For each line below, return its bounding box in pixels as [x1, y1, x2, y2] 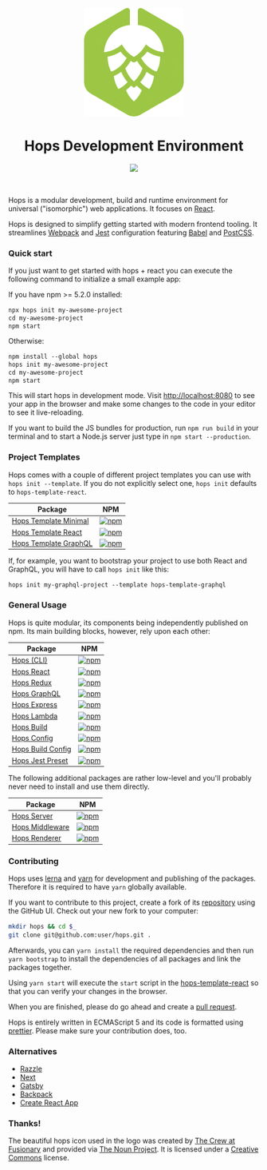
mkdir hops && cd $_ [8, 923, 77, 931]
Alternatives [8, 1045, 57, 1057]
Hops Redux [11, 678, 52, 687]
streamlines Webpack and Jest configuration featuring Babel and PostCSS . [8, 228, 255, 237]
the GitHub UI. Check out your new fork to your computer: [8, 906, 199, 916]
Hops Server [11, 811, 53, 821]
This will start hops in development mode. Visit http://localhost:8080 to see [8, 391, 255, 400]
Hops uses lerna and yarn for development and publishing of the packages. [8, 874, 257, 883]
